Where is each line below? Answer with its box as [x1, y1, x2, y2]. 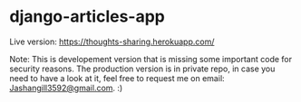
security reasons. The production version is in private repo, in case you [9, 63, 276, 74]
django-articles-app [9, 6, 166, 27]
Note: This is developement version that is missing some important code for [9, 53, 293, 64]
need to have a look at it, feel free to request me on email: [9, 72, 225, 83]
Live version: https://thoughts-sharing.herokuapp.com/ [9, 36, 215, 47]
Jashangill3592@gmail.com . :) [9, 82, 123, 93]
